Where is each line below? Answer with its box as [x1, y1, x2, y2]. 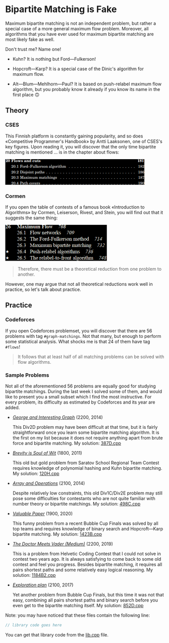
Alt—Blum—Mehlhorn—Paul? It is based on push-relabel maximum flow [12, 81, 162, 87]
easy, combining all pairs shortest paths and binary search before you [12, 597, 158, 603]
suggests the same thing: [5, 215, 58, 221]
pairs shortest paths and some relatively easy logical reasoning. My [12, 567, 153, 573]
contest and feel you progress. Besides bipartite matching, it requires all [12, 561, 162, 567]
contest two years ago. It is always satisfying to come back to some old [12, 556, 161, 562]
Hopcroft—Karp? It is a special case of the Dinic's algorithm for [12, 66, 144, 72]
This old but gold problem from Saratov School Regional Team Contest [12, 460, 159, 466]
